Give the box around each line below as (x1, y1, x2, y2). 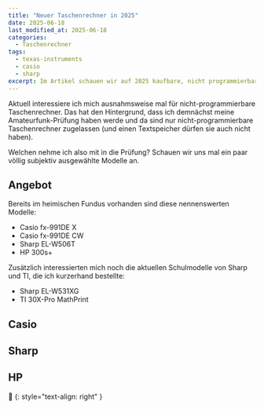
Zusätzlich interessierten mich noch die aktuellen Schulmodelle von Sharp (8, 263, 247, 272)
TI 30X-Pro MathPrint (19, 295, 89, 305)
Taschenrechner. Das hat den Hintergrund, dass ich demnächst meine (8, 107, 235, 116)
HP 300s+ (19, 248, 53, 257)
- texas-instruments (15, 56, 82, 64)
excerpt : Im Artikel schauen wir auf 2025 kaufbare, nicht (8, 77, 206, 85)
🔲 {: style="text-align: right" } (8, 392, 103, 401)
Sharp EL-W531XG (19, 287, 79, 296)
